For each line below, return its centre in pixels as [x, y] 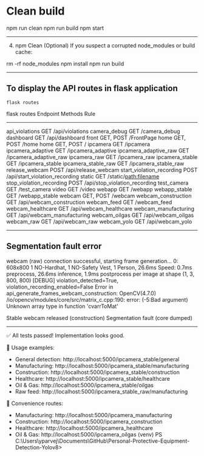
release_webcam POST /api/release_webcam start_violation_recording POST [102, 170]
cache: [24, 52]
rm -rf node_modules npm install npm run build [65, 63]
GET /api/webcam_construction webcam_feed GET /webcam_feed [89, 202]
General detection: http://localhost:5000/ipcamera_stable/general [97, 359]
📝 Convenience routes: [35, 403]
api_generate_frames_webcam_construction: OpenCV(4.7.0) [81, 293]
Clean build [36, 11]
